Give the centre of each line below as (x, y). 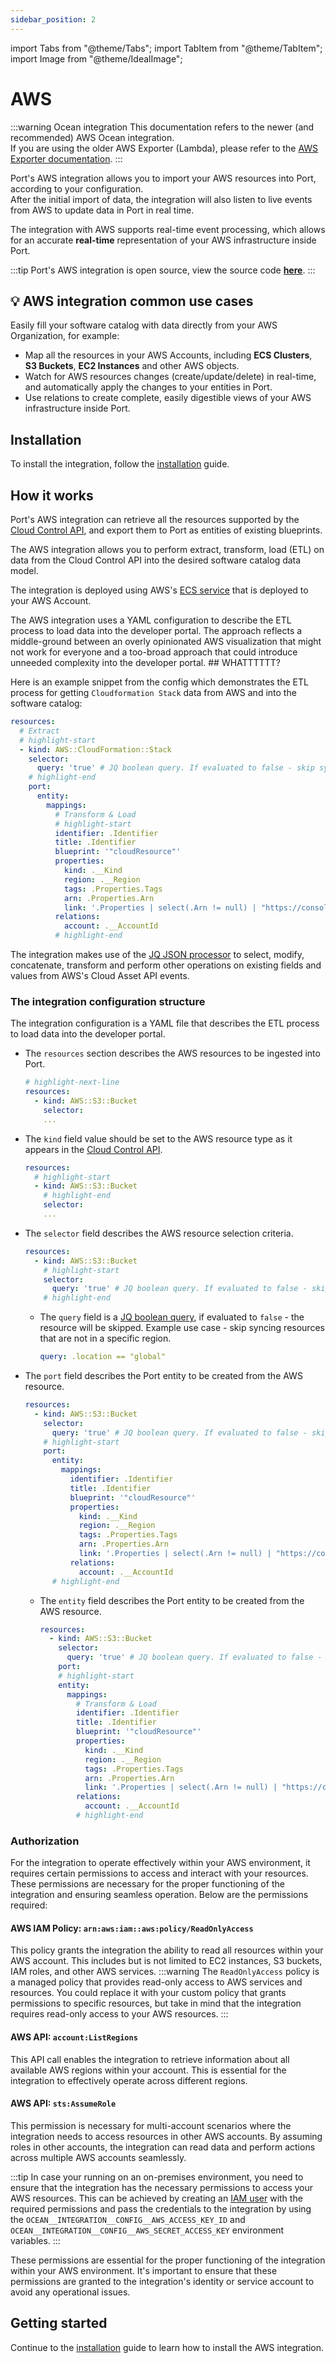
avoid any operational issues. (70, 2292)
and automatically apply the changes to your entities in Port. (148, 387)
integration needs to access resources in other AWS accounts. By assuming (166, 2136)
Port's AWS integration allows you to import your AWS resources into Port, (163, 178)
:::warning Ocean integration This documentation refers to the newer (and (162, 127)
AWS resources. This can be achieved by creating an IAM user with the (156, 2198)
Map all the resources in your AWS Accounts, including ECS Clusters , (168, 355)
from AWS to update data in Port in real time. (102, 210)
